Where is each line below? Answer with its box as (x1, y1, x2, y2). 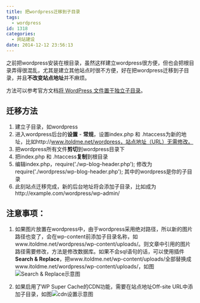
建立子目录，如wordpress (14, 123, 78, 130)
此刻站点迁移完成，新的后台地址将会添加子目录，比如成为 (14, 183, 156, 190)
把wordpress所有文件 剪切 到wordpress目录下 (14, 145, 125, 152)
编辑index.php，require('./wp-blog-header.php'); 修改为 (14, 160, 152, 167)
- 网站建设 (11, 36, 35, 42)
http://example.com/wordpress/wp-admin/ (14, 189, 121, 197)
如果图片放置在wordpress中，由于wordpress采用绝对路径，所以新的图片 (14, 225, 193, 232)
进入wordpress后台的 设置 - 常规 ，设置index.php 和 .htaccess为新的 (14, 130, 181, 137)
